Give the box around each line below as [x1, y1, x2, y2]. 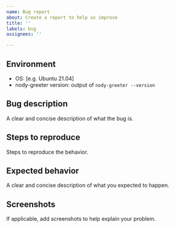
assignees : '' [6, 31, 42, 37]
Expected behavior [6, 165, 79, 176]
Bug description [6, 99, 68, 109]
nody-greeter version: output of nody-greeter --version [15, 81, 156, 88]
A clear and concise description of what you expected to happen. [6, 182, 170, 189]
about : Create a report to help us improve [6, 14, 118, 21]
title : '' [6, 20, 31, 26]
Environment [6, 59, 56, 69]
